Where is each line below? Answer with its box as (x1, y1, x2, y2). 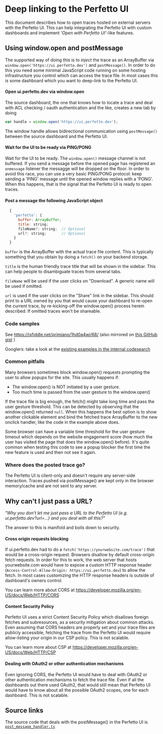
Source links (5, 706, 44, 715)
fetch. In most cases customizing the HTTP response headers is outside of (5, 572, 154, 578)
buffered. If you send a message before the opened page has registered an (5, 161, 155, 167)
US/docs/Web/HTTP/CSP (5, 649, 56, 656)
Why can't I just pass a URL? (5, 497, 93, 505)
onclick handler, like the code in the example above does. (5, 419, 120, 425)
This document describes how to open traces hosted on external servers (5, 19, 151, 25)
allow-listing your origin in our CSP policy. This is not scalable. (5, 635, 130, 641)
